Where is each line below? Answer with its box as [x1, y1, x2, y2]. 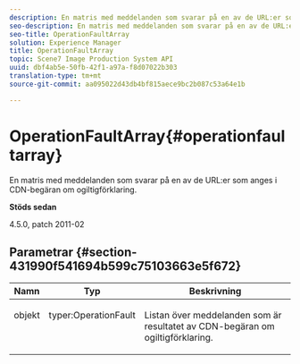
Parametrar [9, 244, 74, 259]
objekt [13, 309, 40, 322]
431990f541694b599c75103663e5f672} [9, 258, 242, 274]
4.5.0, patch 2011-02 [9, 218, 85, 229]
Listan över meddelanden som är [144, 309, 282, 322]
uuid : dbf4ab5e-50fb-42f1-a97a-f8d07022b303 [9, 63, 178, 72]
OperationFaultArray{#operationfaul [9, 126, 286, 146]
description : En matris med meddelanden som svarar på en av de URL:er [9, 13, 281, 22]
